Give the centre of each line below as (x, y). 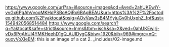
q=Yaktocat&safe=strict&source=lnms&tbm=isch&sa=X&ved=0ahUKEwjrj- (82, 28)
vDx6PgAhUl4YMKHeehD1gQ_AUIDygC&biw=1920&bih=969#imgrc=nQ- (81, 34)
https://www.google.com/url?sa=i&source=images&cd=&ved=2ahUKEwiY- (83, 7)
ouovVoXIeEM (20, 39)
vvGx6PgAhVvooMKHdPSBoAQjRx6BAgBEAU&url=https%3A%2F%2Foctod (84, 12)
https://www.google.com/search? (84, 23)
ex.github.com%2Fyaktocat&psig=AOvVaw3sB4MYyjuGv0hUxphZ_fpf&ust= (85, 18)
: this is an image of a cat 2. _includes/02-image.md (89, 39)
